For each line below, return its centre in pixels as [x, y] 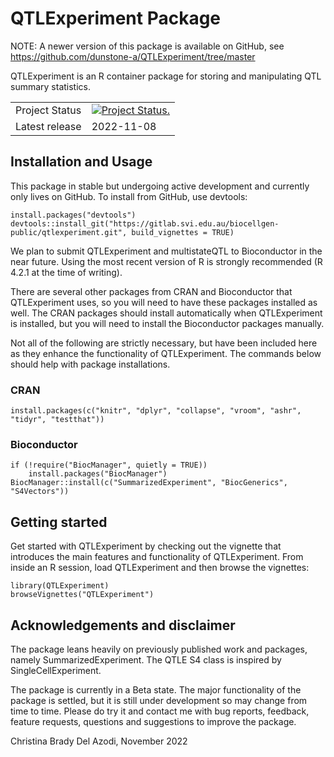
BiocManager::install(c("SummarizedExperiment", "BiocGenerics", [149, 483]
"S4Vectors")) [40, 492]
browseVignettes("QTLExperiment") [82, 595]
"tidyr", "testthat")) [57, 420]
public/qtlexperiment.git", [69, 232]
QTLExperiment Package [116, 18]
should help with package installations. [90, 364]
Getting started [59, 522]
